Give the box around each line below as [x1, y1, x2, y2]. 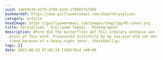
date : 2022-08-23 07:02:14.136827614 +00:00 [5, 47, 97, 52]
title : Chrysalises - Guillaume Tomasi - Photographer [5, 25, 118, 30]
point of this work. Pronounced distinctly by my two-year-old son [9, 34, 149, 39]
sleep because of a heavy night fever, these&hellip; [9, 39, 120, 44]
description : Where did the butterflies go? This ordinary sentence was [5, 30, 155, 34]
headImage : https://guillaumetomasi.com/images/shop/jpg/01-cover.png [5, 20, 151, 26]
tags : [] [5, 43, 23, 48]
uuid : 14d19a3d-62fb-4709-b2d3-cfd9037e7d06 [5, 7, 97, 12]
